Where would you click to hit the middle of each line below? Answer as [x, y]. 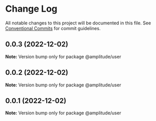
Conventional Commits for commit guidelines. [53, 28]
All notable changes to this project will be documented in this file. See [78, 23]
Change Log [31, 9]
